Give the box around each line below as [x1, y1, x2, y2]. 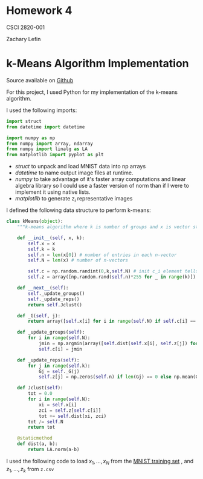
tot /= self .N [28, 418, 63, 424]
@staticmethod [17, 435, 53, 441]
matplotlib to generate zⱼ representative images [14, 195, 133, 202]
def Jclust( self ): [17, 385, 63, 391]
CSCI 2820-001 [6, 24, 45, 31]
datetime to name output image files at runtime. [14, 169, 134, 176]
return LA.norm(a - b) [28, 446, 80, 452]
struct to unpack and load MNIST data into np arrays [14, 163, 146, 170]
